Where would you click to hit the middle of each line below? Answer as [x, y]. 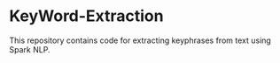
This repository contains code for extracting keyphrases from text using [140, 40]
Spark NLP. [30, 49]
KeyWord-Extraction [86, 16]
